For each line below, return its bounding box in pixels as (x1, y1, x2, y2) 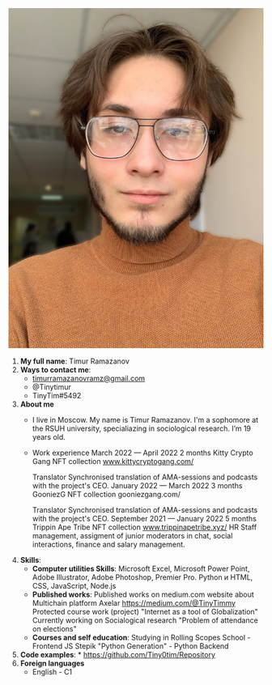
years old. (32, 432, 66, 441)
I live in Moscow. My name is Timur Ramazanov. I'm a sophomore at (32, 415, 259, 424)
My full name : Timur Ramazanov (19, 356, 130, 366)
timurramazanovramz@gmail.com (32, 373, 146, 383)
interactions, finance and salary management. (32, 539, 185, 549)
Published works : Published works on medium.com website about (32, 589, 255, 599)
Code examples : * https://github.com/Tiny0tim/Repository (19, 650, 216, 659)
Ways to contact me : (19, 365, 91, 374)
